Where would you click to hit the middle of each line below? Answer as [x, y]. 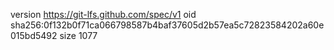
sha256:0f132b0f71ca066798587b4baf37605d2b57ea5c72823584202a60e [167, 25]
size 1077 [78, 35]
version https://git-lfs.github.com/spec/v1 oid [103, 14]
